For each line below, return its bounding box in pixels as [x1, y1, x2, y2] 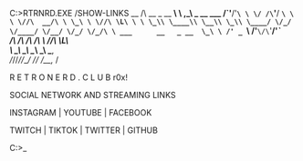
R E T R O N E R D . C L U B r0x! [9, 72, 128, 83]
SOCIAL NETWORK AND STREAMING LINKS [9, 90, 176, 100]
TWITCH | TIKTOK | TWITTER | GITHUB [9, 125, 158, 136]
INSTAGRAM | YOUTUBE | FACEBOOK [9, 107, 152, 117]
